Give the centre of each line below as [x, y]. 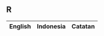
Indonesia [51, 26]
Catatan [83, 26]
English [20, 26]
